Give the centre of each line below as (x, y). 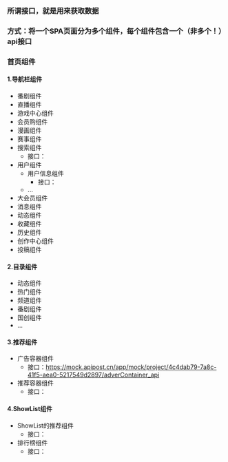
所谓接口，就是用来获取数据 (53, 10)
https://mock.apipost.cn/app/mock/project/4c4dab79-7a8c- (131, 367)
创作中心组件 (35, 241)
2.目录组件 (22, 266)
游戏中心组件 (35, 113)
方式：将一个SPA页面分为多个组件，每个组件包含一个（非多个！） (115, 31)
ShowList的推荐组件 (45, 426)
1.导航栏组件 (25, 79)
